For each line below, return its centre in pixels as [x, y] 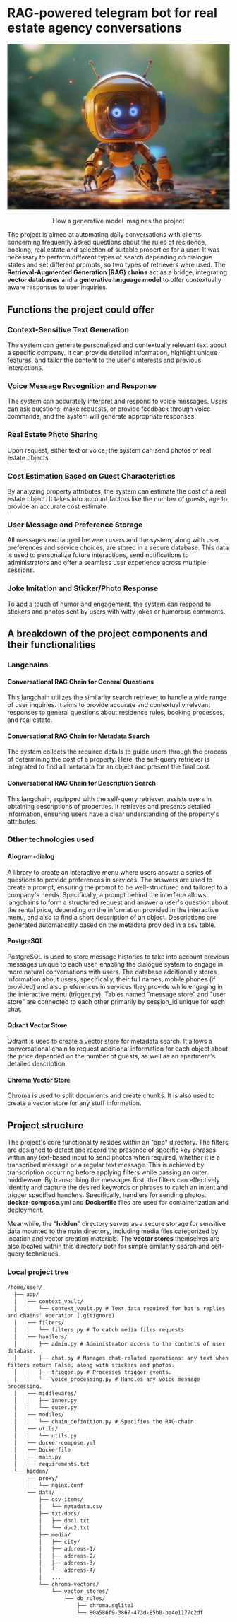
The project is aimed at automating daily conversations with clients [104, 235]
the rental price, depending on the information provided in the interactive [113, 909]
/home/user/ [25, 1288]
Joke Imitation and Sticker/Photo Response [83, 588]
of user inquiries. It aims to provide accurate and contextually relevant [109, 705]
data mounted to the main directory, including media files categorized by [113, 1231]
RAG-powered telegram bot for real [112, 13]
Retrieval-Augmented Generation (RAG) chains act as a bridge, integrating [117, 272]
